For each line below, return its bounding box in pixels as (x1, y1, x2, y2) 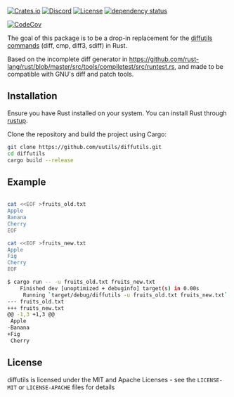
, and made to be (174, 63, 223, 70)
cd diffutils (7, 150, 46, 157)
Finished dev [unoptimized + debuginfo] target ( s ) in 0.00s (20, 285, 200, 292)
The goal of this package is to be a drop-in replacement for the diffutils (7, 34, 213, 42)
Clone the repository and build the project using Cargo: (7, 130, 167, 138)
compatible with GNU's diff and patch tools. (7, 70, 134, 78)
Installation (7, 90, 58, 102)
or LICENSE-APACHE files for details (18, 383, 115, 391)
